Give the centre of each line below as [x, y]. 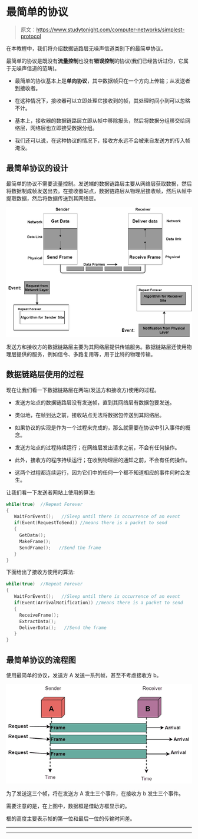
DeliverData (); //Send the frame [63, 628]
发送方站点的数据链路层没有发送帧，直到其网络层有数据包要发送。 [95, 402]
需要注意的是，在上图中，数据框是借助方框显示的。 [68, 806]
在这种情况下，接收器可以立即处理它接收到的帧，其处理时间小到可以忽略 [102, 100]
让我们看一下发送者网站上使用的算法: [51, 492]
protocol [31, 36]
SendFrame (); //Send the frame [60, 548]
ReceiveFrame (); [39, 615]
